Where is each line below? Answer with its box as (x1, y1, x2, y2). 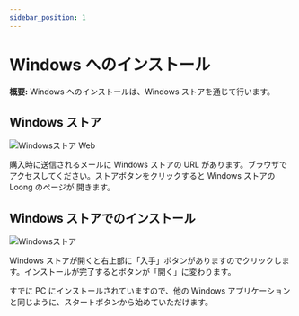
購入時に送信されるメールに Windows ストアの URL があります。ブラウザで (9, 159, 287, 171)
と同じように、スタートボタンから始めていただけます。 (9, 297, 214, 308)
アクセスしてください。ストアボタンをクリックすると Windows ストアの (9, 171, 276, 181)
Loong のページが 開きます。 (9, 181, 115, 193)
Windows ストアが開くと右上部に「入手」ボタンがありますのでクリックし (9, 255, 282, 266)
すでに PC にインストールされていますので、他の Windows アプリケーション (9, 285, 291, 296)
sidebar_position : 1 (9, 13, 87, 22)
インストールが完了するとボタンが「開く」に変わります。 (23, 267, 236, 277)
